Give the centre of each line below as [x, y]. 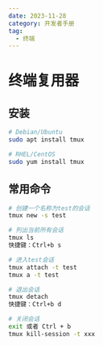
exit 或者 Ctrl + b [40, 327]
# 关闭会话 [24, 319]
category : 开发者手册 [41, 23]
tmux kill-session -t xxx [51, 334]
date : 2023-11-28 [37, 16]
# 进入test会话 [31, 259]
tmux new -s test [37, 216]
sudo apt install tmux [46, 140]
